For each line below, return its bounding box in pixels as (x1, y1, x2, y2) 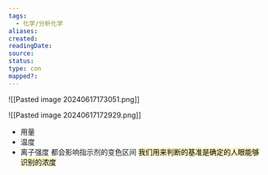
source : (8, 49, 35, 58)
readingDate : (8, 42, 53, 50)
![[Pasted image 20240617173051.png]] (8, 94, 140, 104)
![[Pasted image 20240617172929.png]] (8, 110, 141, 120)
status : (8, 58, 35, 66)
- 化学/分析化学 (15, 19, 63, 28)
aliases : (8, 27, 38, 35)
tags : (8, 11, 27, 20)
